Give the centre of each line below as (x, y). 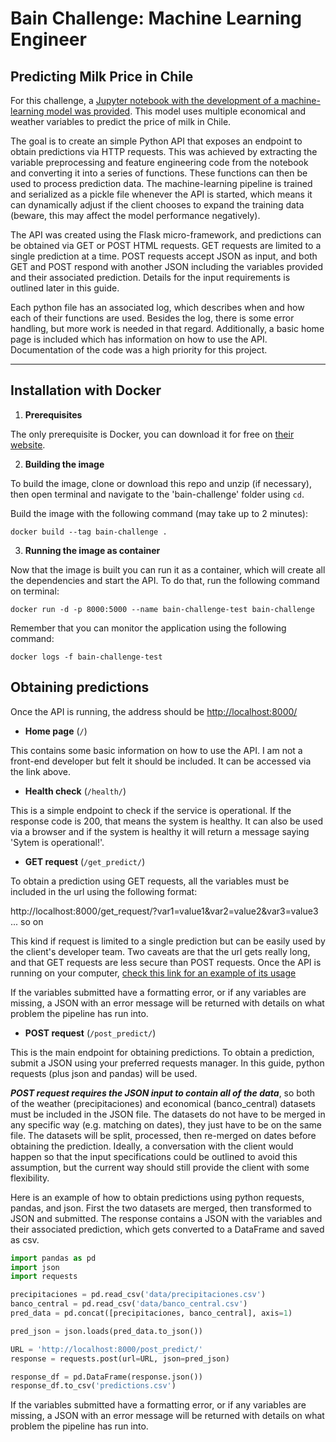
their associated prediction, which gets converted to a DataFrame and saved (167, 1229)
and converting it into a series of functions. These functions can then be (159, 173)
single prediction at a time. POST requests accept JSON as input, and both (164, 256)
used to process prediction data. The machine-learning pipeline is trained (161, 183)
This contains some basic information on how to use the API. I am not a (156, 750)
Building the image (64, 464)
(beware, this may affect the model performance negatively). (135, 215)
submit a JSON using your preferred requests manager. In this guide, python (167, 1063)
